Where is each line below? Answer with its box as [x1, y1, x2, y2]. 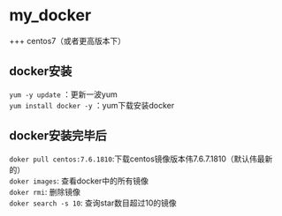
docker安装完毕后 [9, 129, 108, 144]
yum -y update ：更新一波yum [9, 89, 118, 100]
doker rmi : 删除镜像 [9, 186, 81, 197]
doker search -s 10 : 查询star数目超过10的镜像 [9, 197, 177, 208]
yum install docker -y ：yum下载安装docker [9, 100, 175, 110]
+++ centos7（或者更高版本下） [9, 35, 126, 46]
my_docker [9, 5, 92, 26]
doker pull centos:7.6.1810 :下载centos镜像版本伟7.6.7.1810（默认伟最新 [9, 153, 273, 164]
